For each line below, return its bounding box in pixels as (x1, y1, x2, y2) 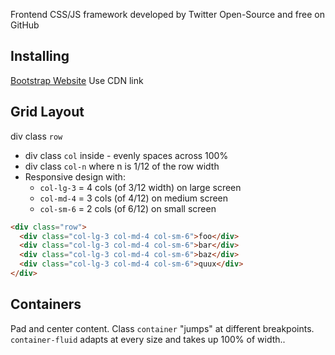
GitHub (10, 19, 40, 31)
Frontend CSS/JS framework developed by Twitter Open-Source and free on (10, 9, 325, 20)
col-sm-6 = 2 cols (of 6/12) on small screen (39, 202, 217, 214)
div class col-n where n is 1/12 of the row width (24, 160, 220, 172)
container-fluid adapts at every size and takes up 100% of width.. (10, 333, 286, 345)
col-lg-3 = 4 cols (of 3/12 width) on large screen (39, 181, 242, 193)
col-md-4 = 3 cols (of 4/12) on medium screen (39, 192, 229, 204)
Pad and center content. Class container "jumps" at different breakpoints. (10, 322, 315, 334)
